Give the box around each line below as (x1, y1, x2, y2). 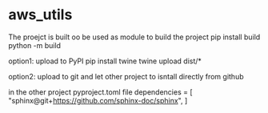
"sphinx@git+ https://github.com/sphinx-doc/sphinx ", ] (8, 95, 188, 105)
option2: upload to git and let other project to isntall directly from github (8, 71, 244, 81)
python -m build (8, 40, 62, 50)
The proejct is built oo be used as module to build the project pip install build (8, 32, 261, 42)
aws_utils (8, 6, 73, 24)
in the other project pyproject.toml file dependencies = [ (8, 87, 194, 97)
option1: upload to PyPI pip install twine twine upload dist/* (8, 56, 202, 66)
